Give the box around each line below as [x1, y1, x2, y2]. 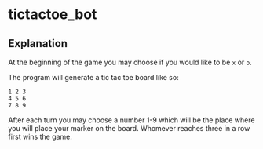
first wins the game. [8, 132, 73, 141]
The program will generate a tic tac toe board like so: [8, 73, 179, 82]
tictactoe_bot [8, 5, 97, 24]
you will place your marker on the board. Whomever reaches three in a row [8, 124, 250, 133]
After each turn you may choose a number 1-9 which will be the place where [8, 115, 255, 125]
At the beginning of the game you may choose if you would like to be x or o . [8, 57, 253, 67]
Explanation [8, 37, 68, 50]
